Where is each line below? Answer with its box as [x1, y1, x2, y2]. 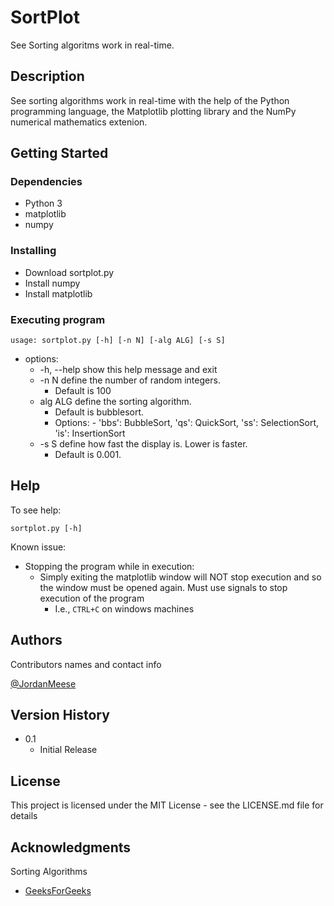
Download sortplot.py [24, 266, 115, 278]
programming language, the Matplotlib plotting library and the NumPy [10, 105, 297, 117]
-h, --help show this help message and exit [39, 364, 218, 376]
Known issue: [10, 541, 67, 553]
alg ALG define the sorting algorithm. [39, 396, 192, 408]
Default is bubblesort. [54, 406, 145, 418]
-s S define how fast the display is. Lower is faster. [39, 438, 248, 450]
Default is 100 [54, 385, 112, 397]
